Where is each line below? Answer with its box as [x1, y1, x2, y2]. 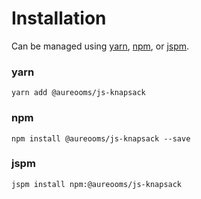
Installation [11, 7, 107, 30]
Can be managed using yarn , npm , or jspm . [11, 40, 190, 52]
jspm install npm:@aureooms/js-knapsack [11, 179, 183, 189]
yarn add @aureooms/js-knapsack [11, 88, 146, 98]
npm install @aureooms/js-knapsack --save [11, 133, 191, 144]
